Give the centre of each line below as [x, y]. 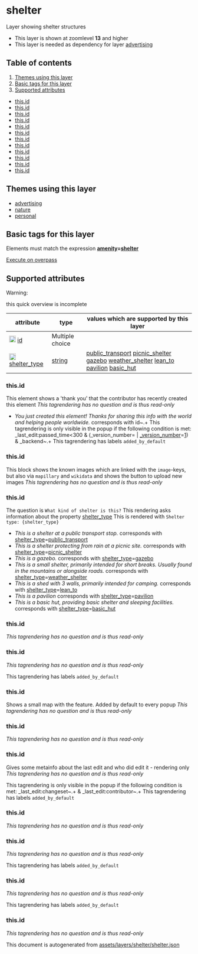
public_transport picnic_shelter [129, 353]
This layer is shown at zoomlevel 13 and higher [71, 38]
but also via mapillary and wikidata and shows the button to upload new [94, 476]
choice [61, 343]
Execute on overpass [32, 260]
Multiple [63, 336]
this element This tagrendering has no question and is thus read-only [90, 405]
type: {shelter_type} [33, 523]
